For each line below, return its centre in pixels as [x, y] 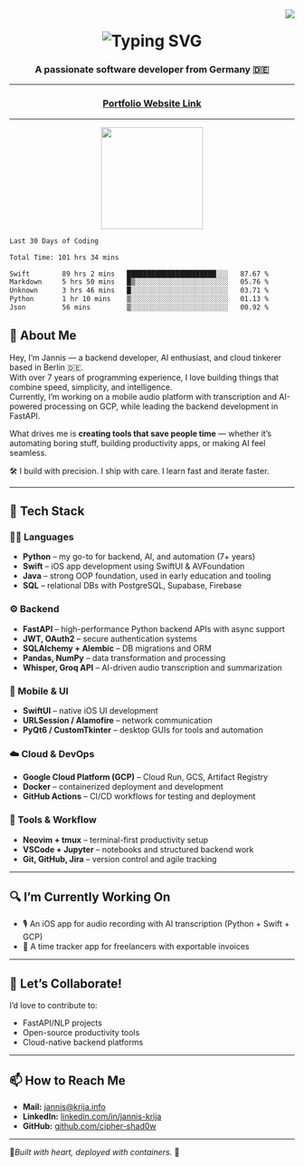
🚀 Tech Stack [47, 511]
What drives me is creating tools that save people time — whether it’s [141, 433]
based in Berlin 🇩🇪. [47, 367]
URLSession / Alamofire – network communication [117, 720]
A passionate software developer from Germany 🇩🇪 [152, 70]
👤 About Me [43, 336]
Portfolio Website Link [152, 103]
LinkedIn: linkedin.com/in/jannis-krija [92, 1117]
